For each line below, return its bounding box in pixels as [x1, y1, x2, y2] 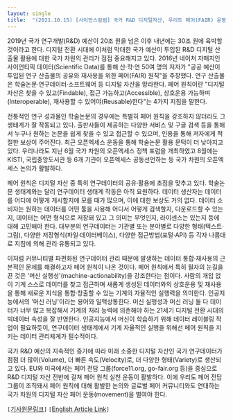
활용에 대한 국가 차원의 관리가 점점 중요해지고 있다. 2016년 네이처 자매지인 [19, 53, 221, 62]
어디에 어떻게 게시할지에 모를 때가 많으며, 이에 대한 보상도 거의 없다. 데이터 [14, 195, 216, 204]
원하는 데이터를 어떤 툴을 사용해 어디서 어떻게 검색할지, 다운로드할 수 [25, 204, 211, 213]
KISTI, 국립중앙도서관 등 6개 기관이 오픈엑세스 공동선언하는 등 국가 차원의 [7, 155, 206, 164]
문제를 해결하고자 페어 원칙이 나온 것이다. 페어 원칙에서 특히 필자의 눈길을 [25, 263, 224, 271]
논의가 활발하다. [19, 164, 63, 172]
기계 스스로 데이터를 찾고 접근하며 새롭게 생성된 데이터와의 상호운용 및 [14, 280, 203, 288]
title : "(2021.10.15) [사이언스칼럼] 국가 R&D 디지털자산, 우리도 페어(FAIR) [7, 17, 214, 24]
